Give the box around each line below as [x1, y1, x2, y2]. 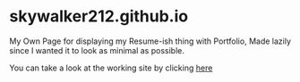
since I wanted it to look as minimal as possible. [9, 45, 185, 55]
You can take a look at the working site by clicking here [9, 62, 213, 73]
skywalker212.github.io [9, 6, 189, 27]
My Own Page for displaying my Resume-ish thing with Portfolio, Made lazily [9, 36, 292, 46]
